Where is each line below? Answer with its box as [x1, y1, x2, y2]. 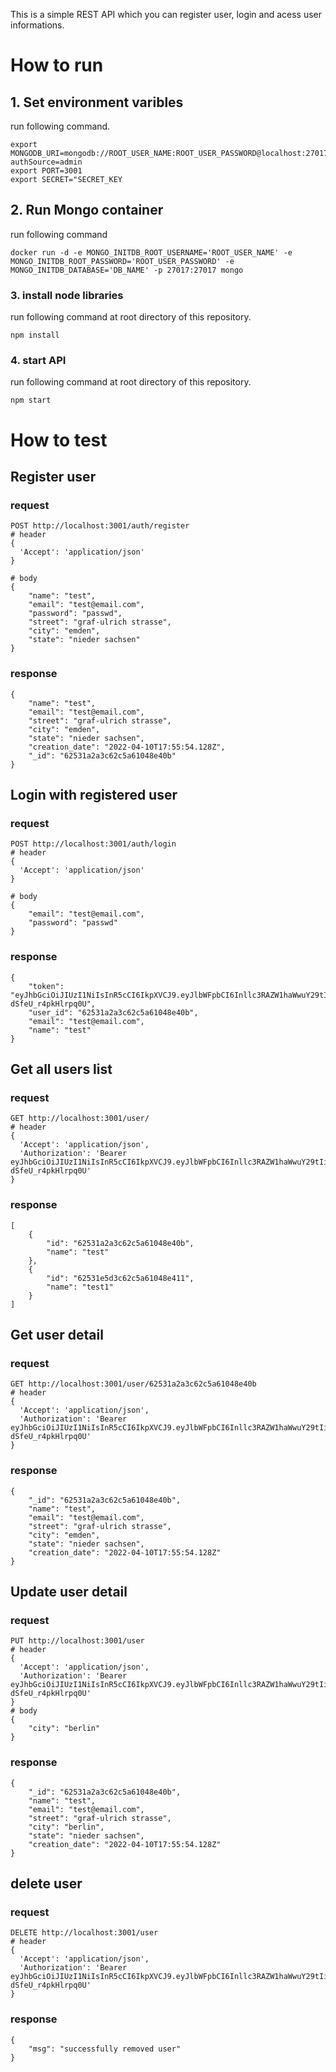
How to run [10, 54, 104, 77]
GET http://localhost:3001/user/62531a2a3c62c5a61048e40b [10, 1379, 257, 1389]
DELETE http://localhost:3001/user [10, 1928, 159, 1938]
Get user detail [10, 1326, 104, 1343]
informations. [10, 19, 65, 31]
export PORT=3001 [10, 166, 83, 176]
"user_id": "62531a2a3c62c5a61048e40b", [28, 1007, 199, 1018]
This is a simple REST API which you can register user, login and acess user [10, 9, 323, 20]
